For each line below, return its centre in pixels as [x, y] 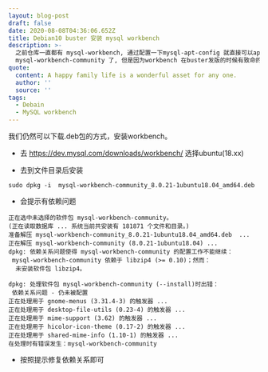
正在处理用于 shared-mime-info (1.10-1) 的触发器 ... [93, 335]
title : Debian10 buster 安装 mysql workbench [84, 38]
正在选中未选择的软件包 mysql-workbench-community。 [91, 218]
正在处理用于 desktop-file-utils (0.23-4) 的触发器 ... [97, 310]
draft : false [30, 23]
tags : [17, 98]
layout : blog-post [39, 16]
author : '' [33, 82]
